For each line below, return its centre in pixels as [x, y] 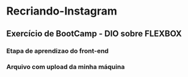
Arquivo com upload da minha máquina [66, 67]
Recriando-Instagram [62, 11]
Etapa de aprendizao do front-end [57, 51]
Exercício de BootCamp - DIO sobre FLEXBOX [94, 34]
